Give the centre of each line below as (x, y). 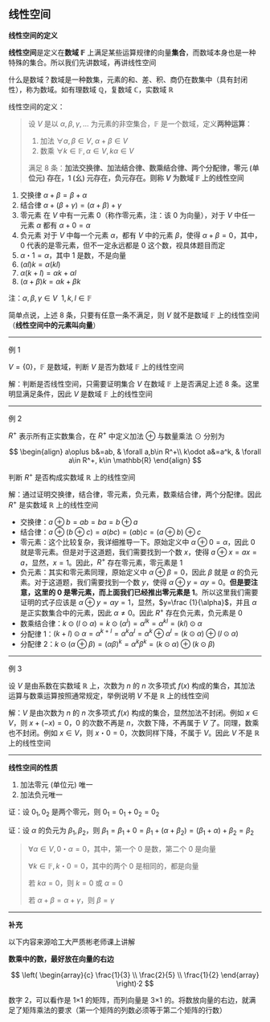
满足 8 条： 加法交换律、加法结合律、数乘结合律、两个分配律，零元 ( (140, 168)
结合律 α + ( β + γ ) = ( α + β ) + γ (71, 205)
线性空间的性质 (33, 768)
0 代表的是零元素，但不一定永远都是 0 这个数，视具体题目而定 (123, 245)
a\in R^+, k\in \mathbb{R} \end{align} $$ (135, 460)
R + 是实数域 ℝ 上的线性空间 (53, 504)
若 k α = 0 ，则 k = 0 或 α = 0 (75, 883)
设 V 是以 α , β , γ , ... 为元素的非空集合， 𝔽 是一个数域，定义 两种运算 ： (140, 124)
